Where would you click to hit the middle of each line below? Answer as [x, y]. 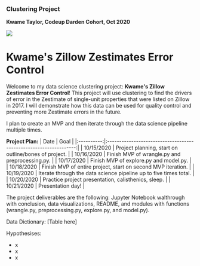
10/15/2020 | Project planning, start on [130, 148]
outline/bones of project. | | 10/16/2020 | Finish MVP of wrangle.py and [93, 154]
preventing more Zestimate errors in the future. [64, 112]
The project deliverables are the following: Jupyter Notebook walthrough [96, 198]
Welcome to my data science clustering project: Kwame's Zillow [86, 87]
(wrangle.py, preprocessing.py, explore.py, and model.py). [78, 210]
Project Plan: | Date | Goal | [40, 142]
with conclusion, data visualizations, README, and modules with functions [98, 204]
